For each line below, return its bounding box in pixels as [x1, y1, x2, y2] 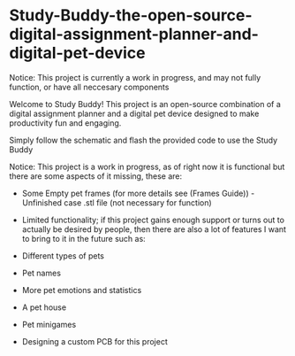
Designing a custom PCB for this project [21, 336, 168, 346]
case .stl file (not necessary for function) [64, 197, 212, 208]
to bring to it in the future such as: [21, 233, 146, 244]
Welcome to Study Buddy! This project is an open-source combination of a [9, 98, 281, 109]
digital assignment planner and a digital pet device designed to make [9, 108, 260, 119]
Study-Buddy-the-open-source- [9, 5, 253, 26]
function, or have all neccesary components [9, 81, 170, 92]
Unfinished [21, 197, 63, 208]
